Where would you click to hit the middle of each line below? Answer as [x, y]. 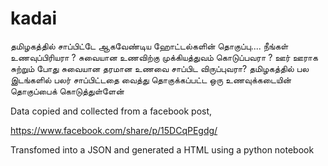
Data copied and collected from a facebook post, [111, 111]
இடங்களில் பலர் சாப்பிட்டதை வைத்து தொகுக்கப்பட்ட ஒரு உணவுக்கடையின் [151, 79]
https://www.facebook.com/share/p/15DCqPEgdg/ [114, 130]
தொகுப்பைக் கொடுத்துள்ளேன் [67, 91]
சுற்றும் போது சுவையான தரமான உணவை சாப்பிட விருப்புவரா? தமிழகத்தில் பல [160, 68]
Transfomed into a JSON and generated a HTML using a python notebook [162, 149]
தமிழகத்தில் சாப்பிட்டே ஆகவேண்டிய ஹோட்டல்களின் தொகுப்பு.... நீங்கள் [149, 46]
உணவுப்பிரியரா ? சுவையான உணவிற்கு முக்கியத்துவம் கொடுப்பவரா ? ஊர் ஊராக [164, 57]
